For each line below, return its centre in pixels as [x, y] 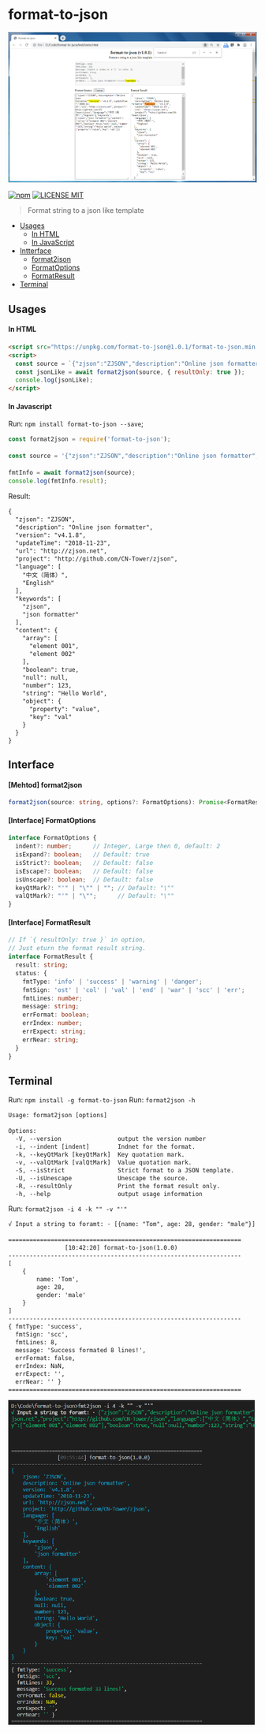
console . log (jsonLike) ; [54, 380]
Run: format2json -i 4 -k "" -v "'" [68, 1209]
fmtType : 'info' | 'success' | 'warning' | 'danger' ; [112, 982]
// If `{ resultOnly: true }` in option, [77, 940]
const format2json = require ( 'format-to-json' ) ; [90, 439]
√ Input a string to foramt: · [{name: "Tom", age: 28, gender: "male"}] [132, 1224]
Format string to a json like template [86, 211]
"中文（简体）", [45, 575]
